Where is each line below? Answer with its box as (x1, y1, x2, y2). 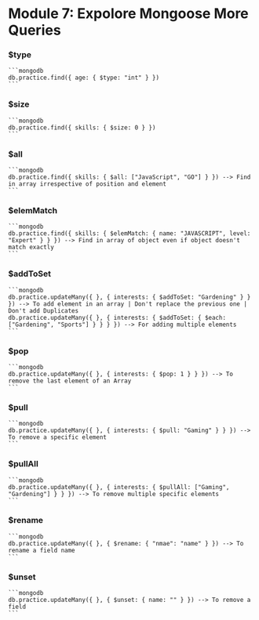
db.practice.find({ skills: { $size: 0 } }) (8, 123, 156, 132)
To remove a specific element (8, 433, 108, 441)
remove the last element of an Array (8, 377, 132, 385)
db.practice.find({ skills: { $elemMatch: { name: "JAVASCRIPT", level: (8, 230, 251, 237)
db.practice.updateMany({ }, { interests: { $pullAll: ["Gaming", (8, 483, 230, 491)
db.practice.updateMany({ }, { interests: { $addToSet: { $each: (8, 314, 226, 321)
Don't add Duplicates (8, 306, 79, 314)
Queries (8, 21, 61, 39)
